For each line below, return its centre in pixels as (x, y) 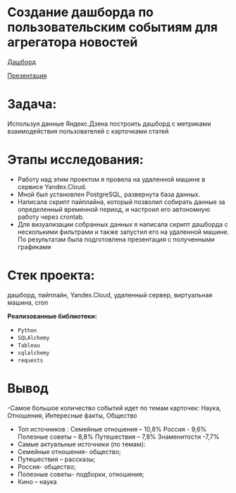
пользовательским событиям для (113, 27)
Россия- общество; (46, 466)
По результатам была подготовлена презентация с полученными (116, 239)
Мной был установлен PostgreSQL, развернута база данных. (109, 194)
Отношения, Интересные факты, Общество (72, 415)
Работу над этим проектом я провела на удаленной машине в (111, 179)
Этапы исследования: (76, 160)
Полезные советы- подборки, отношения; (81, 474)
